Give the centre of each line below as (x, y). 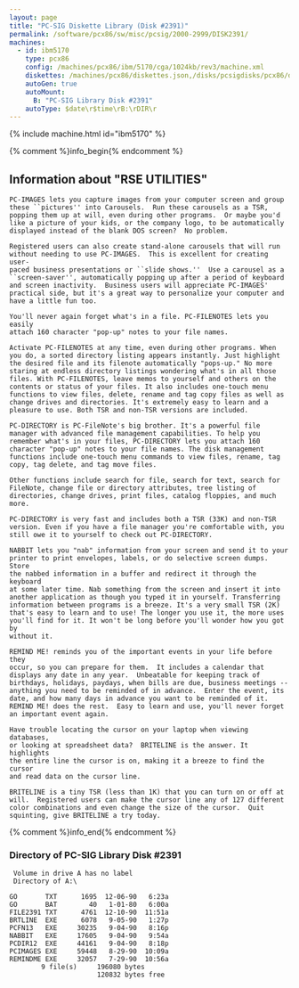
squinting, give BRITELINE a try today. (85, 816)
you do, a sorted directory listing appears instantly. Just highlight (145, 356)
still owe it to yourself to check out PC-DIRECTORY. (111, 535)
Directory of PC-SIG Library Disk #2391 (96, 854)
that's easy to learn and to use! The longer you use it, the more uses (147, 613)
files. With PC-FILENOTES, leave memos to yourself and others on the (143, 380)
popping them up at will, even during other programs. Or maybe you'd (145, 216)
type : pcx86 (47, 59)
